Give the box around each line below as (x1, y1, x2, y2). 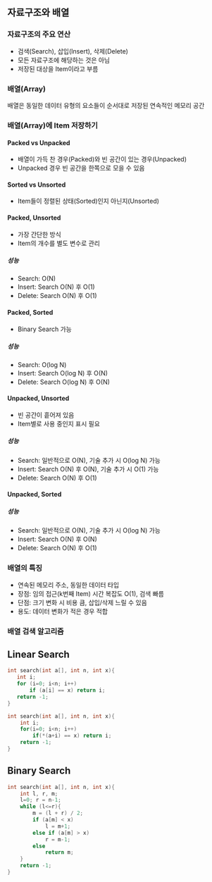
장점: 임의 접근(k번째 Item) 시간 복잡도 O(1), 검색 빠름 (17, 589, 164, 597)
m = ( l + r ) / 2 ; (32, 809, 83, 817)
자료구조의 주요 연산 (7, 30, 71, 39)
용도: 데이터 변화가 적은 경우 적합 (17, 607, 108, 615)
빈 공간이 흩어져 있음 (17, 411, 75, 419)
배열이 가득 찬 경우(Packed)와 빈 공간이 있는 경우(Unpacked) (17, 155, 187, 163)
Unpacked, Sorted (7, 490, 62, 499)
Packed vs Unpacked (7, 138, 70, 147)
